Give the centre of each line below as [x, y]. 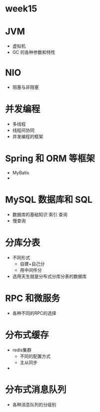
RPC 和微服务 [33, 298]
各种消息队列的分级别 [34, 405]
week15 [21, 9]
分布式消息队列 [36, 390]
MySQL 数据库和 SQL [49, 200]
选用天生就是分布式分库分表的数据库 [50, 276]
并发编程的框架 [28, 136]
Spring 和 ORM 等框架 [50, 159]
